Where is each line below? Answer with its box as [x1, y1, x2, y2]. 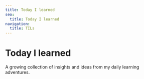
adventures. [5, 69, 30, 75]
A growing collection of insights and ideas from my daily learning [5, 64, 139, 70]
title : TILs [10, 26, 35, 31]
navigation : [5, 21, 30, 26]
